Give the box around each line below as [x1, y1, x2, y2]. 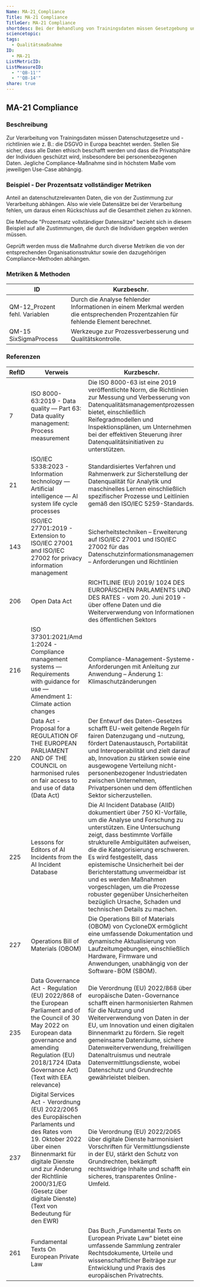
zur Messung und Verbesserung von [88, 393, 190, 401]
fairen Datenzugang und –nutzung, [88, 732, 185, 740]
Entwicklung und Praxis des [88, 1263, 165, 1272]
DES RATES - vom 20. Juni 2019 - [88, 593, 186, 601]
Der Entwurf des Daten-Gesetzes [88, 717, 183, 725]
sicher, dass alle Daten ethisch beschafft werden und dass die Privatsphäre [6, 146, 191, 154]
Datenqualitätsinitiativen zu [88, 438, 164, 446]
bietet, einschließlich [88, 408, 146, 416]
